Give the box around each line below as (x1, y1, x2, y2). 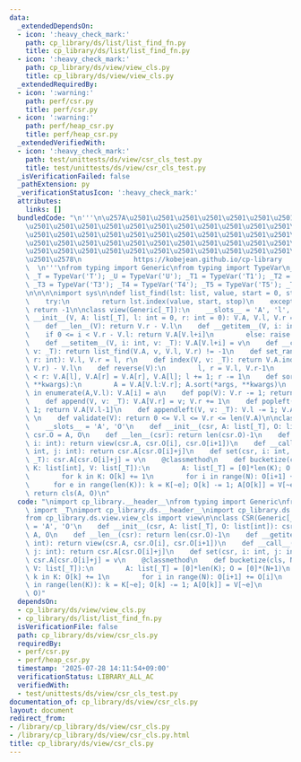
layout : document (9, 705, 74, 714)
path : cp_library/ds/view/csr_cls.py (17, 630, 159, 640)
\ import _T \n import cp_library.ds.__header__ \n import (25, 505, 235, 514)
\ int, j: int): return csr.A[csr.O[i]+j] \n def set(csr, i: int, (25, 447, 291, 456)
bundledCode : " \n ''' (17, 213, 94, 223)
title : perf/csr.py (25, 105, 99, 114)
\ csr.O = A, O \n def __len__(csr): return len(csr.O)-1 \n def (25, 430, 291, 440)
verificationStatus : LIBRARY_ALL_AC (17, 672, 154, 681)
